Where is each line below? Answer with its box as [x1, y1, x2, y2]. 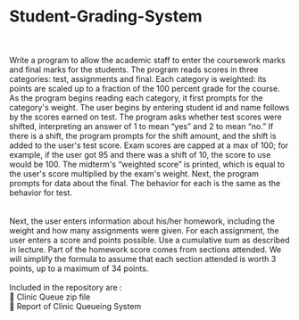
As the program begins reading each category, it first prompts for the [9, 92, 263, 103]
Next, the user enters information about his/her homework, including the [9, 216, 275, 226]
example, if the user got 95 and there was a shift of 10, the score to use [9, 149, 271, 160]
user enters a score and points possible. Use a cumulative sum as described [9, 234, 290, 245]
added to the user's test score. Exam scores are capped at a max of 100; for [9, 140, 289, 151]
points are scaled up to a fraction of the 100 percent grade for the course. [9, 83, 280, 94]
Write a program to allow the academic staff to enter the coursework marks [9, 54, 286, 65]
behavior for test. [9, 187, 73, 198]
